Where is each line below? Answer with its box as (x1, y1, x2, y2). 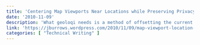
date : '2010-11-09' (6, 14, 55, 20)
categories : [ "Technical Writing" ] (6, 30, 100, 36)
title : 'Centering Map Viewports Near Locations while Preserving (6, 8, 174, 15)
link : (6, 25, 20, 31)
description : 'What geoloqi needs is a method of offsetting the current (6, 19, 193, 25)
